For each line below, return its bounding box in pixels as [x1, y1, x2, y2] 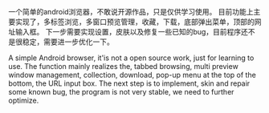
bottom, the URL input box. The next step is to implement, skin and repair [8, 79, 251, 88]
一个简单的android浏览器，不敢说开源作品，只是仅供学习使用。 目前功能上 [8, 7, 255, 16]
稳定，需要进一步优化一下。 [22, 37, 114, 46]
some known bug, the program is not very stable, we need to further [8, 87, 234, 96]
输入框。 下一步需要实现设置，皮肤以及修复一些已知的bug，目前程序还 [14, 27, 249, 36]
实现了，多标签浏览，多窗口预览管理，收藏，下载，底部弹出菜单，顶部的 [14, 17, 255, 26]
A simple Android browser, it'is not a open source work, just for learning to [8, 53, 255, 63]
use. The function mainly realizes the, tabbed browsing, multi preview [8, 62, 238, 71]
